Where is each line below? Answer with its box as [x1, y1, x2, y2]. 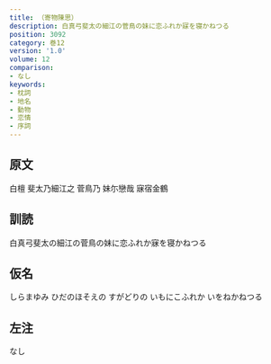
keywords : [9, 80, 47, 89]
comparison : [9, 64, 54, 73]
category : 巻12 [9, 38, 65, 48]
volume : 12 [9, 55, 50, 64]
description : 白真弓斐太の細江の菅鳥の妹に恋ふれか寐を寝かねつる [9, 22, 230, 31]
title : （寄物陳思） [9, 13, 78, 22]
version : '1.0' [9, 47, 67, 56]
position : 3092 [9, 30, 67, 39]
